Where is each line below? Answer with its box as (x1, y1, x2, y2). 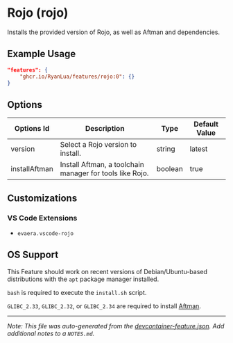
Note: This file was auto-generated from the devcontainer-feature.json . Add (7, 321, 225, 330)
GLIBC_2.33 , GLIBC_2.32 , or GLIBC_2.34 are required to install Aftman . (7, 301, 201, 310)
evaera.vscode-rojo (17, 230, 74, 237)
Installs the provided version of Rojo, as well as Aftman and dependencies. (7, 28, 221, 36)
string (156, 144, 175, 154)
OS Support (7, 249, 59, 261)
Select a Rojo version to (60, 140, 137, 150)
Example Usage (7, 48, 76, 60)
